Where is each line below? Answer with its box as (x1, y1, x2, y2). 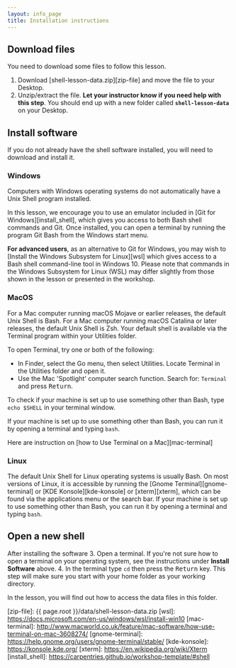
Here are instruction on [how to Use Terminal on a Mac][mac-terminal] (7, 438, 213, 446)
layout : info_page (7, 10, 62, 18)
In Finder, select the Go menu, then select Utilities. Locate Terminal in (17, 359, 220, 367)
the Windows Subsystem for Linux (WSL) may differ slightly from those (7, 267, 215, 276)
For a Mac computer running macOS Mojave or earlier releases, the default (7, 308, 226, 317)
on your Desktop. (17, 106, 69, 114)
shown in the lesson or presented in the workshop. (7, 275, 156, 284)
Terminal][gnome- (174, 480, 228, 488)
